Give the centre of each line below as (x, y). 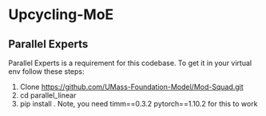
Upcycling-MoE (61, 15)
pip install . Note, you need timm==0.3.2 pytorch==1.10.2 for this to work (139, 104)
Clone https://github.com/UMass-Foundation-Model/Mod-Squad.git (131, 87)
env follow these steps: (47, 72)
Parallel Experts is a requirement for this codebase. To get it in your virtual (130, 63)
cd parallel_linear (48, 95)
